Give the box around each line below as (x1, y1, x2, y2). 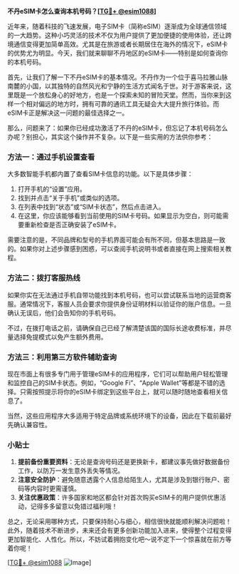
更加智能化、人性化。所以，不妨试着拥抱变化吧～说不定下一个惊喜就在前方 (7, 535, 225, 544)
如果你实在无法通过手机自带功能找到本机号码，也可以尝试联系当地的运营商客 (7, 290, 232, 299)
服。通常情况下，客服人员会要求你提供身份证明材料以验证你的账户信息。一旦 (7, 299, 232, 308)
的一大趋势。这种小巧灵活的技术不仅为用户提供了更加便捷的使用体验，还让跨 (7, 31, 232, 39)
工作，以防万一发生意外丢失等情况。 (17, 466, 124, 475)
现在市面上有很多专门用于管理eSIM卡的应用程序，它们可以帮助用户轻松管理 (7, 369, 228, 378)
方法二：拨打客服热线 (7, 273, 80, 283)
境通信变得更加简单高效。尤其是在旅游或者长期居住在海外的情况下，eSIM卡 (7, 40, 228, 48)
